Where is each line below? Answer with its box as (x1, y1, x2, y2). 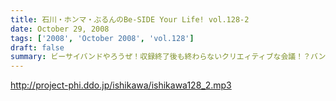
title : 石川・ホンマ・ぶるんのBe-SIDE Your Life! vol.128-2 (10, 14, 250, 25)
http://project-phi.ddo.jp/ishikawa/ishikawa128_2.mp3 (10, 79, 232, 91)
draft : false (10, 42, 65, 53)
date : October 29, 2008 (10, 24, 110, 34)
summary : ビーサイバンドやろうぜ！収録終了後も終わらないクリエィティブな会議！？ (10, 52, 312, 62)
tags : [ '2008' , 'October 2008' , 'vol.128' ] (10, 33, 195, 43)
